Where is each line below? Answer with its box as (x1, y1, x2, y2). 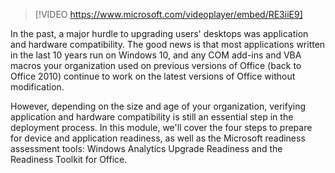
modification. (10, 81, 65, 93)
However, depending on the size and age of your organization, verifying (10, 100, 307, 112)
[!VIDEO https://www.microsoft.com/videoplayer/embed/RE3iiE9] (34, 9, 303, 20)
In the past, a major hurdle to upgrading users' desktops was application (10, 28, 309, 39)
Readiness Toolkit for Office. (10, 154, 128, 165)
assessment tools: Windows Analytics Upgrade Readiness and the (10, 143, 283, 154)
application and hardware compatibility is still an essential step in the (10, 111, 294, 123)
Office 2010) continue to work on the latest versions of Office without (10, 70, 296, 82)
